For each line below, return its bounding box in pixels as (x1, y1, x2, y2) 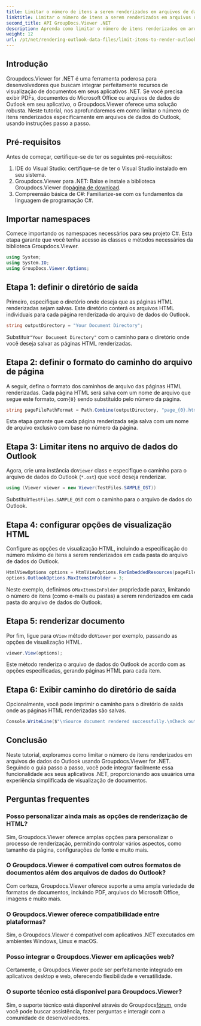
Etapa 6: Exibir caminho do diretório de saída (6, 685, 176, 695)
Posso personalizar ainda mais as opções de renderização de (6, 812, 188, 820)
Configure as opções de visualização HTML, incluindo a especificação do (6, 545, 188, 552)
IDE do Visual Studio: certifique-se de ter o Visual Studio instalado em (14, 165, 187, 172)
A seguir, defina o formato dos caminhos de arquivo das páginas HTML (6, 382, 182, 389)
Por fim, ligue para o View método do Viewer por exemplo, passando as (6, 632, 178, 639)
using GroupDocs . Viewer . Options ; (6, 266, 90, 272)
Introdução (6, 59, 48, 69)
